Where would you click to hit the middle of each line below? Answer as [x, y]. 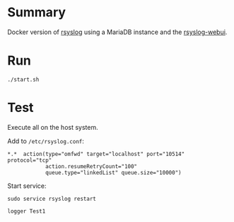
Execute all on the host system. [53, 127]
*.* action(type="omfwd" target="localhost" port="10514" [96, 154]
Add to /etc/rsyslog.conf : [46, 141]
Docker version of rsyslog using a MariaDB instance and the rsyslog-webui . [117, 32]
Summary [36, 12]
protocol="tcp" [30, 160]
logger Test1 [27, 211]
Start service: [27, 186]
